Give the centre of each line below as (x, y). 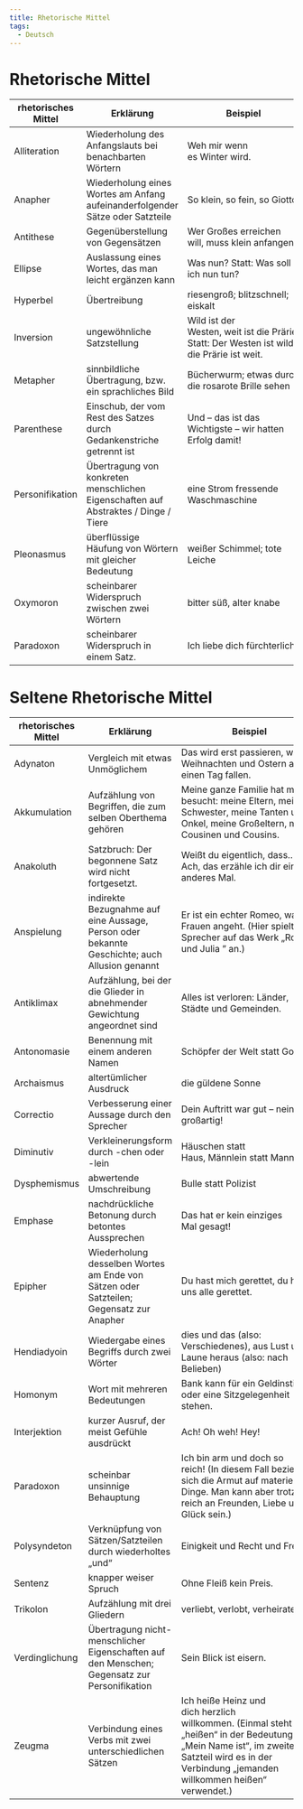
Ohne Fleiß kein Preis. (227, 1583)
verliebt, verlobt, (216, 1609)
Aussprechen (116, 1238)
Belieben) (202, 1369)
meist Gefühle (118, 1432)
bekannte (108, 943)
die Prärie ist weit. (225, 355)
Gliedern (106, 1615)
